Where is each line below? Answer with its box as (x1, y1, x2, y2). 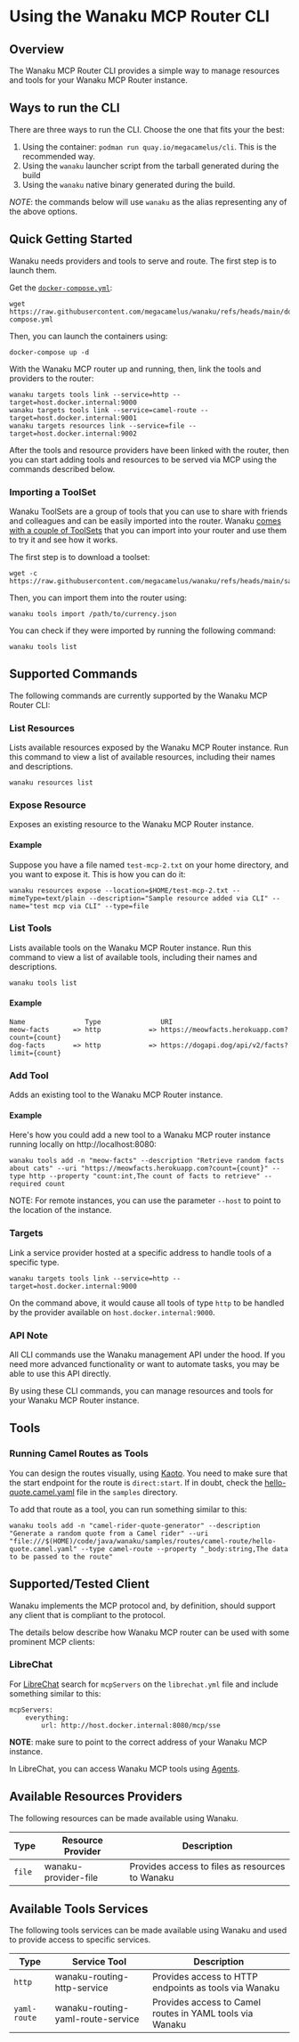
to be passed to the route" (9, 1552, 114, 1561)
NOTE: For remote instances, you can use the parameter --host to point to (9, 1195, 282, 1206)
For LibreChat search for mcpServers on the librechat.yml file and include (9, 1679, 279, 1689)
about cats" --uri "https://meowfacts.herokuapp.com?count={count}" (9, 1164, 269, 1173)
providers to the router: (9, 372, 94, 384)
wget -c (9, 568, 38, 578)
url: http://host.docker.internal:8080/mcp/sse (41, 1721, 221, 1729)
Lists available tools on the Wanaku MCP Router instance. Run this (9, 942, 252, 953)
